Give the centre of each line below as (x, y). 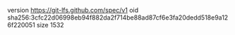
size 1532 (50, 25)
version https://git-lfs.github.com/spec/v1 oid (73, 10)
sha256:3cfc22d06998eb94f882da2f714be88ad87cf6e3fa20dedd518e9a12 (118, 17)
